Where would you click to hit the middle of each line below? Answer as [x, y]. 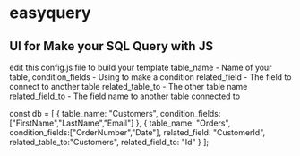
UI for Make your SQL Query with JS [111, 46]
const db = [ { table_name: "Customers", [84, 113]
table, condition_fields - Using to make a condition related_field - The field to [150, 77]
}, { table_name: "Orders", [183, 123]
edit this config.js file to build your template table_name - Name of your [141, 67]
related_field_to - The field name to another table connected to [124, 96]
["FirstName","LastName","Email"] [72, 123]
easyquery [50, 13]
